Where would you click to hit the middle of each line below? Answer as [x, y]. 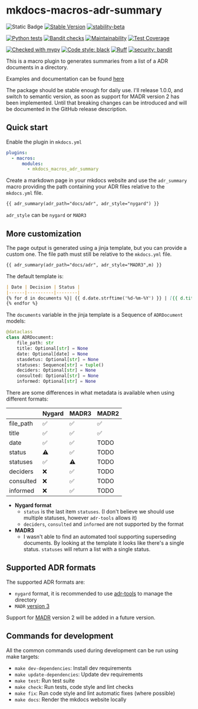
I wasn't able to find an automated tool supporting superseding [100, 537]
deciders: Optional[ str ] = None [56, 370]
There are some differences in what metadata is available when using [90, 393]
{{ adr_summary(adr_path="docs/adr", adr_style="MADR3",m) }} [84, 265]
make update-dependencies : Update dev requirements [79, 674]
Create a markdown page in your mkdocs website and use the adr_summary [97, 180]
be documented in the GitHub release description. [67, 109]
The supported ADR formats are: [46, 582]
